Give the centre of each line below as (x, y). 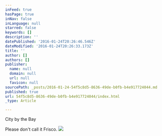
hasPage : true (20, 14)
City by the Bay (21, 119)
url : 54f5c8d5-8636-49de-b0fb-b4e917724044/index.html (63, 96)
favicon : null (24, 82)
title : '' (15, 51)
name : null (21, 69)
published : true (22, 92)
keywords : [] (18, 32)
